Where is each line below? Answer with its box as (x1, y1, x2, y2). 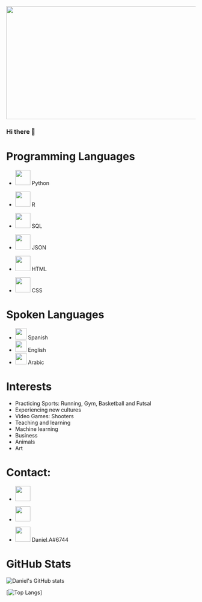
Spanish (28, 334, 48, 341)
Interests (6, 380, 52, 393)
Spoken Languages (6, 308, 105, 322)
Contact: (6, 465, 51, 479)
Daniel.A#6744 (31, 536, 69, 543)
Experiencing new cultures (14, 406, 81, 413)
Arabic (28, 359, 44, 366)
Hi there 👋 (6, 127, 36, 136)
